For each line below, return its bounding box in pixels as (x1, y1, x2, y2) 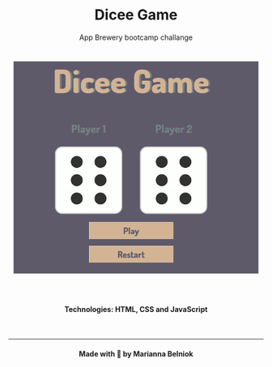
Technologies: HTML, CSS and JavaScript (64, 305, 208, 314)
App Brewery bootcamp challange (79, 32, 193, 42)
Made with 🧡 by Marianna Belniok (79, 348, 193, 358)
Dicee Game (94, 6, 178, 24)
